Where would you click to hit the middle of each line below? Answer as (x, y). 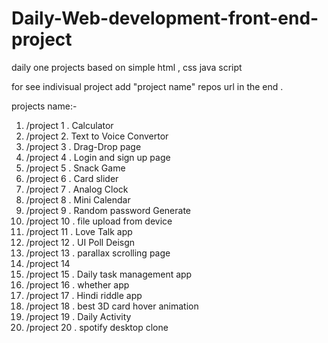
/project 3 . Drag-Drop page (83, 146)
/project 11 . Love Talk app (79, 231)
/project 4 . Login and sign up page (98, 157)
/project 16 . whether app (77, 284)
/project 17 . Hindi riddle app (84, 295)
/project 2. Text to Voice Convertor (97, 136)
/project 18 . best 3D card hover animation (112, 306)
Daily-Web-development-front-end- (165, 18)
